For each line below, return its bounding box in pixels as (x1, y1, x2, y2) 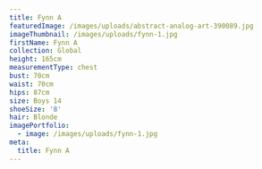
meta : (9, 138, 30, 147)
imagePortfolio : (9, 122, 70, 131)
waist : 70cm (9, 80, 54, 89)
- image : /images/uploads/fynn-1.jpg (17, 130, 158, 139)
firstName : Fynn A (9, 38, 78, 47)
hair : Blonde (9, 113, 58, 122)
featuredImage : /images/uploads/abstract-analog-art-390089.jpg (9, 21, 254, 30)
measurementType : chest (9, 63, 98, 72)
